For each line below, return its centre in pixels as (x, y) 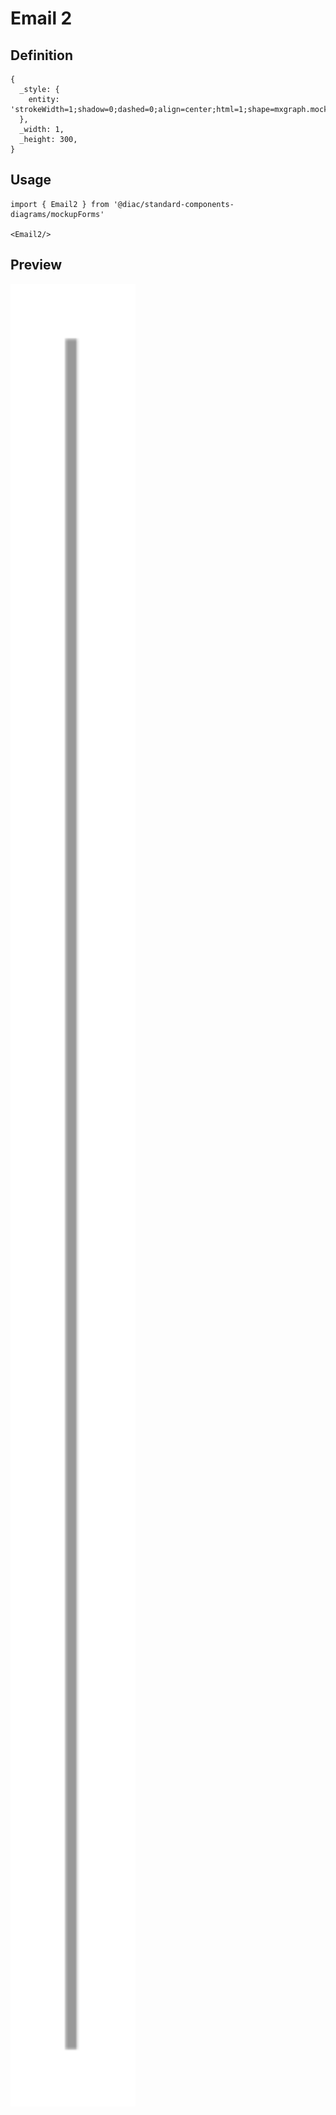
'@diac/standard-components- (174, 204)
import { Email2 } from (60, 204)
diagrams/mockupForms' (57, 214)
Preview (36, 265)
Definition (41, 55)
